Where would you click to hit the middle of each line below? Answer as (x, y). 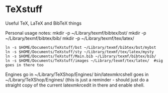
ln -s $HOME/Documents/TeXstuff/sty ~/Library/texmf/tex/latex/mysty (80, 52)
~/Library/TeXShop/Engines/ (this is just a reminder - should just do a (77, 79)
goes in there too (24, 65)
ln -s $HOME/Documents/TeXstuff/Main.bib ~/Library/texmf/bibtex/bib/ (81, 56)
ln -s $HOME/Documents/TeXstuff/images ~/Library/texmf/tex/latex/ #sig (84, 61)
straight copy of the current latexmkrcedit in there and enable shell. (75, 85)
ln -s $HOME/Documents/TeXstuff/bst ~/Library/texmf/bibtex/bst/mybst (81, 47)
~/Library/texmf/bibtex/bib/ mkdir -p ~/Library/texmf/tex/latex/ (70, 38)
